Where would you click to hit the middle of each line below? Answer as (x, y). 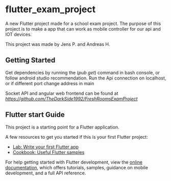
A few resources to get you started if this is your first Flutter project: (77, 137)
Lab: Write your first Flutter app (46, 147)
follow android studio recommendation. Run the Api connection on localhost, (86, 78)
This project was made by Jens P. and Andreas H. (58, 44)
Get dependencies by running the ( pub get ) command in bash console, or (82, 72)
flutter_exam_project (51, 9)
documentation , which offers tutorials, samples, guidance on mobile (77, 167)
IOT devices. (19, 34)
